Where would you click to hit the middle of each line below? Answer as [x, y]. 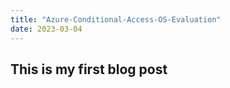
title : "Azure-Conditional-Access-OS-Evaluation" [116, 19]
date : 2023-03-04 [46, 29]
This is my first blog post [89, 69]
